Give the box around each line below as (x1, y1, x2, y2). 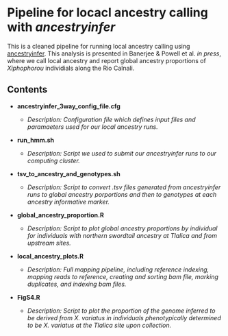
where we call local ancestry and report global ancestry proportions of (7, 56, 207, 64)
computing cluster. (27, 156, 80, 165)
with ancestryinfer (7, 19, 116, 35)
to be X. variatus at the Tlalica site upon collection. (27, 321, 172, 329)
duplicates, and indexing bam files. (27, 280, 127, 288)
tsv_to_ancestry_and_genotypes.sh (16, 169, 121, 178)
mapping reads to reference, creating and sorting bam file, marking (27, 272, 219, 280)
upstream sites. (27, 239, 72, 247)
